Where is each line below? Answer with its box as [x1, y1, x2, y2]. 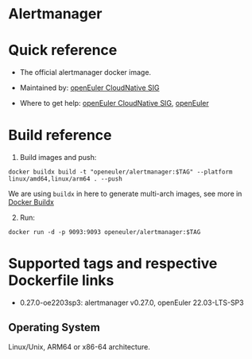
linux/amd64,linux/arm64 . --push [8, 175, 123, 183]
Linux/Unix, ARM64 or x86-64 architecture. [8, 341, 151, 351]
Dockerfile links [8, 271, 114, 290]
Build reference [8, 127, 113, 144]
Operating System [8, 321, 101, 334]
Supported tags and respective [8, 255, 218, 273]
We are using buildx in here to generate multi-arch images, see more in [8, 189, 242, 199]
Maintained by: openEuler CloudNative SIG [19, 83, 160, 92]
